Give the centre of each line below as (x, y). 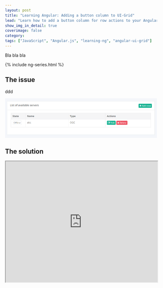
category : (15, 36)
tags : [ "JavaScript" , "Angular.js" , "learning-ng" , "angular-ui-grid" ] (78, 41)
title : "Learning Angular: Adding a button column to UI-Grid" (70, 15)
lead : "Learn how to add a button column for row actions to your (73, 20)
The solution (24, 152)
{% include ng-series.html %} (34, 64)
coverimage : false (23, 31)
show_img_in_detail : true (31, 26)
